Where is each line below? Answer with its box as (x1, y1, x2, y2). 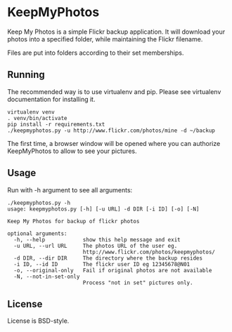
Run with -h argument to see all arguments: (7, 185, 133, 194)
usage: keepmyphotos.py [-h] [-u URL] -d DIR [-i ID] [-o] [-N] (7, 205, 200, 213)
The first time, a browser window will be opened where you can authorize (7, 139, 221, 147)
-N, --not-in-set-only (13, 273, 80, 280)
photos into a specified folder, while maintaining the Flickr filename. (7, 34, 203, 43)
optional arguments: (7, 230, 68, 237)
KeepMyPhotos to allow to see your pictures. (7, 147, 137, 155)
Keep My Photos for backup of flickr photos (7, 218, 140, 225)
